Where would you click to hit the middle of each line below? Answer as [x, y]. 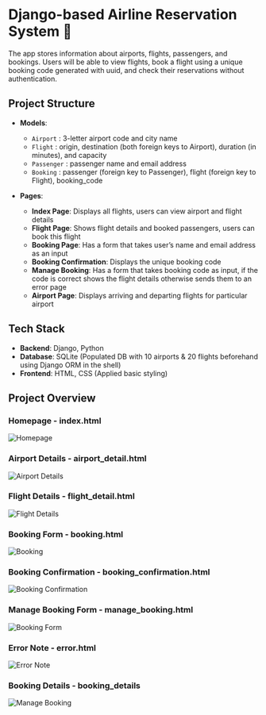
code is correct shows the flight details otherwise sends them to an [142, 279]
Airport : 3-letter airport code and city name [104, 138]
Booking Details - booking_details [75, 686]
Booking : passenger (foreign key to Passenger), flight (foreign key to [144, 171]
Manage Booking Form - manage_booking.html [101, 610]
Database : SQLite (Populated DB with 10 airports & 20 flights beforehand [139, 356]
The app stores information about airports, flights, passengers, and [118, 53]
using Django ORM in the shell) [70, 365]
